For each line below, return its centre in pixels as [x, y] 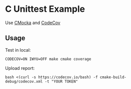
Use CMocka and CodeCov [33, 23]
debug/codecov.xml [24, 81]
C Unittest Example [45, 9]
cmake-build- [113, 77]
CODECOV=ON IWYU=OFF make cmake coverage [48, 59]
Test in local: [18, 50]
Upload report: [20, 68]
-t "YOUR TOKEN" [61, 81]
